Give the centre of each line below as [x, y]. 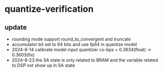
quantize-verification [49, 9]
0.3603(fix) [23, 55]
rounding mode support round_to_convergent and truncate [71, 39]
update [16, 27]
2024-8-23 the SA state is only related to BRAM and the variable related [85, 60]
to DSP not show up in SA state [43, 65]
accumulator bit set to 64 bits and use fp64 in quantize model [74, 44]
